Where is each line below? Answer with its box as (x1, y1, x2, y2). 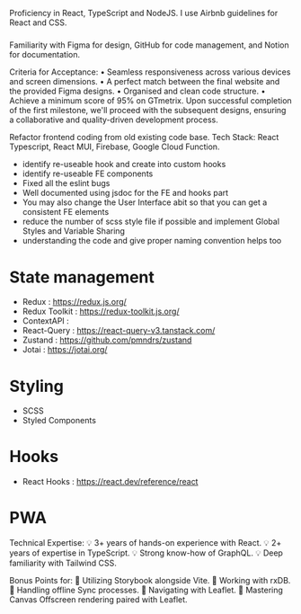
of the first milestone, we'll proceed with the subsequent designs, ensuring (9, 105, 287, 116)
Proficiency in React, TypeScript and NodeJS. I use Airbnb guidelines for (9, 8, 279, 18)
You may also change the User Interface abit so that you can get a (22, 197, 268, 208)
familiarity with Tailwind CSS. (9, 557, 117, 569)
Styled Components (22, 415, 97, 426)
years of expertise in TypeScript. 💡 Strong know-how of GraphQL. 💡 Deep (9, 547, 283, 558)
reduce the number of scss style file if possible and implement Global (22, 216, 280, 227)
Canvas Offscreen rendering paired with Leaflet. (9, 594, 188, 605)
